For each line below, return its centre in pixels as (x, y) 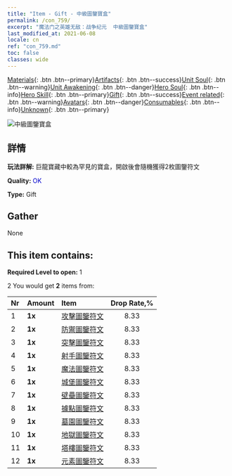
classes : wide (28, 60)
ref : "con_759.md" (34, 46)
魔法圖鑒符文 (82, 369)
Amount (41, 303)
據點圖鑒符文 (82, 409)
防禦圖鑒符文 (82, 330)
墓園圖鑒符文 (82, 422)
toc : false (23, 53)
